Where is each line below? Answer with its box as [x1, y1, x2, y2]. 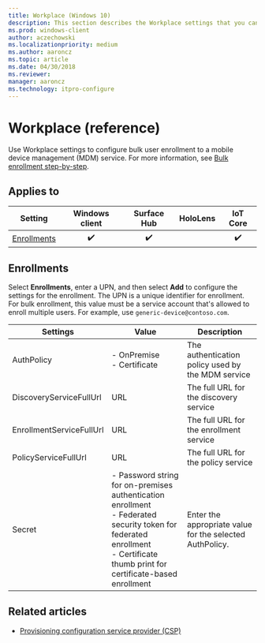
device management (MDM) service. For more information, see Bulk [8, 153, 229, 163]
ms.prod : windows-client [8, 26, 90, 34]
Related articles [8, 605, 87, 619]
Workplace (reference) [8, 119, 161, 136]
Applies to [8, 185, 60, 198]
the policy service [186, 457, 253, 468]
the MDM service [186, 368, 251, 379]
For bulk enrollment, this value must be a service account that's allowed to [8, 299, 250, 308]
